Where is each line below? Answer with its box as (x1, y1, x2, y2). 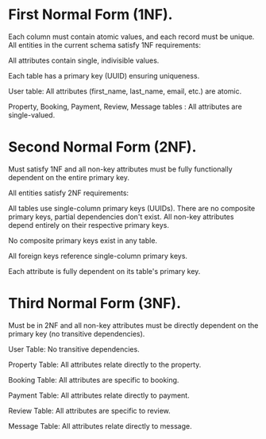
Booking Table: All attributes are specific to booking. (8, 375, 179, 384)
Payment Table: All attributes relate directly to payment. (8, 391, 190, 400)
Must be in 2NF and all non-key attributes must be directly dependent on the (8, 320, 259, 330)
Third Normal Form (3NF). (8, 295, 181, 313)
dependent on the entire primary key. (8, 172, 129, 182)
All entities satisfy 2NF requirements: (8, 188, 129, 198)
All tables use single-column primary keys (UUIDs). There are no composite (8, 203, 256, 213)
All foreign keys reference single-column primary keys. (8, 251, 188, 260)
